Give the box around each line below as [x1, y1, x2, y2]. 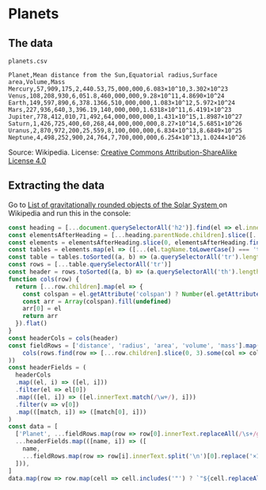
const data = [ [8, 423, 59, 431]
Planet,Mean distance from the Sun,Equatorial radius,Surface [8, 71, 218, 79]
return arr [22, 312, 59, 320]
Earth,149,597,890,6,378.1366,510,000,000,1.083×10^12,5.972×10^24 [8, 99, 236, 107]
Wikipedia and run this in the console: [8, 208, 131, 218]
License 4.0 [8, 156, 47, 165]
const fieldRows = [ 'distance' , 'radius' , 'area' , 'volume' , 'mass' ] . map [8, 342, 257, 350]
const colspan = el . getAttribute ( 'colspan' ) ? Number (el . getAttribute [22, 290, 260, 298]
